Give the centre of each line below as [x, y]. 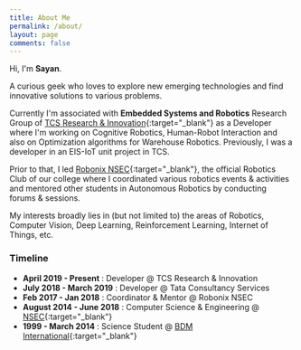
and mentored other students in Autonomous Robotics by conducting [138, 189]
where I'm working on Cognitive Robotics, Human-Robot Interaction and [144, 133]
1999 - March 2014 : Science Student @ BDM [108, 326]
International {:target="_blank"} [80, 336]
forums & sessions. [45, 198]
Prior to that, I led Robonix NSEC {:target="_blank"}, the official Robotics [143, 169]
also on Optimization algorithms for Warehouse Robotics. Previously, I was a [151, 142]
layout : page [34, 34]
